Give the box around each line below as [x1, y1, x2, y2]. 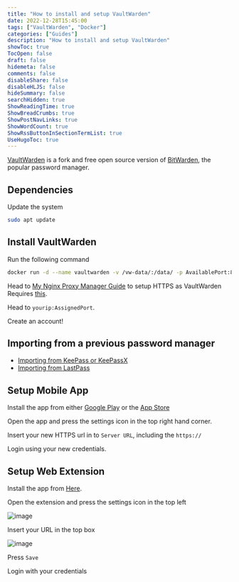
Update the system [7, 203, 63, 211]
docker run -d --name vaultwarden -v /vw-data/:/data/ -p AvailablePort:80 [7, 268, 237, 276]
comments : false [7, 70, 55, 77]
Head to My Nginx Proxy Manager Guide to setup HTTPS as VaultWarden [7, 282, 222, 290]
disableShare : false [7, 76, 69, 84]
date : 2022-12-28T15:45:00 [7, 17, 87, 24]
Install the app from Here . [7, 485, 83, 493]
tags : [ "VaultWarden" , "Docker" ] [7, 23, 107, 31]
